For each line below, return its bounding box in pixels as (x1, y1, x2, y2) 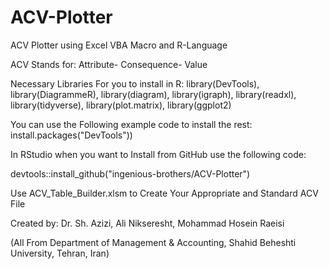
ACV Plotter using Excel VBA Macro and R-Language (10, 39, 228, 51)
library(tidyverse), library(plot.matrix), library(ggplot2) (10, 99, 232, 111)
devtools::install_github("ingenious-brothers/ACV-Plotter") (10, 167, 251, 180)
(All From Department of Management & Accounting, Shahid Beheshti (10, 236, 297, 248)
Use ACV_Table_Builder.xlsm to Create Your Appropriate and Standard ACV (10, 187, 319, 199)
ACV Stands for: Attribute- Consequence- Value (10, 58, 208, 70)
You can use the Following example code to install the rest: (10, 118, 253, 130)
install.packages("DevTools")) (10, 129, 133, 141)
